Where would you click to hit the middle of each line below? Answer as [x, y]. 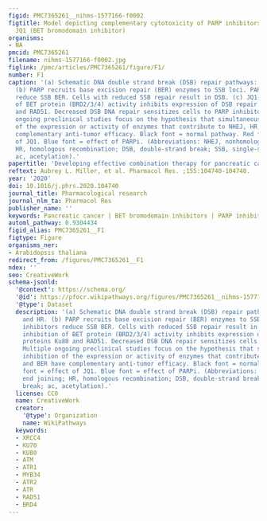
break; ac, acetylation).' [67, 386]
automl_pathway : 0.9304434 [53, 223]
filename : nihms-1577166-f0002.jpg [67, 61]
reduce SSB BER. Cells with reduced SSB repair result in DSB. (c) [130, 97]
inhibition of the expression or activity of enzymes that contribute [142, 356]
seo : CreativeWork [39, 275]
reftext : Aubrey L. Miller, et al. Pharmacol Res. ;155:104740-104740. [129, 171]
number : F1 [26, 75]
